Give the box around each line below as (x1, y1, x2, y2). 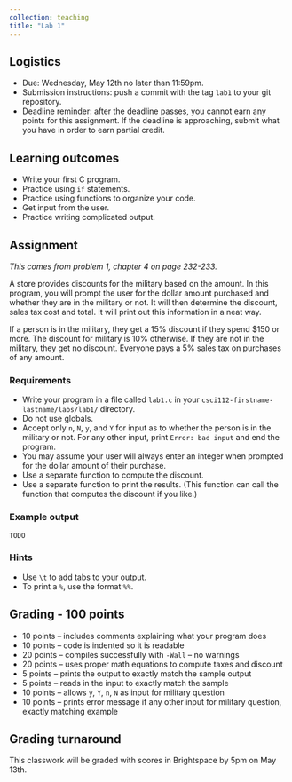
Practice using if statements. (21, 184, 130, 194)
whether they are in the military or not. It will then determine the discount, (9, 296, 278, 307)
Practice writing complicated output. (21, 212, 155, 223)
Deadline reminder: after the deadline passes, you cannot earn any (21, 106, 266, 116)
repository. (21, 97, 62, 107)
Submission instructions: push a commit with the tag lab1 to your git (21, 87, 272, 98)
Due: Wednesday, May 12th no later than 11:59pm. (21, 77, 204, 89)
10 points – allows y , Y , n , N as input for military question (21, 687, 225, 698)
